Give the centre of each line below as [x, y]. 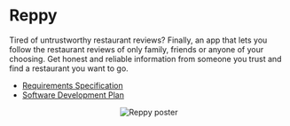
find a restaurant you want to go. [69, 68]
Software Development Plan [73, 95]
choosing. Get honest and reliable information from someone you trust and [145, 59]
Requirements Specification [72, 85]
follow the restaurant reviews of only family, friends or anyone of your [137, 49]
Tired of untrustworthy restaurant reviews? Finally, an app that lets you [138, 40]
